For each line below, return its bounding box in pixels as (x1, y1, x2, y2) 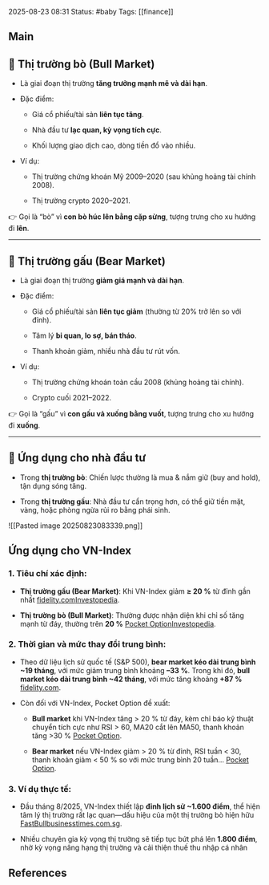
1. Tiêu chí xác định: (8, 568, 87, 579)
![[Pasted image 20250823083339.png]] (8, 521, 143, 530)
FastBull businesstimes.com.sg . (19, 818, 122, 829)
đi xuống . (8, 420, 41, 430)
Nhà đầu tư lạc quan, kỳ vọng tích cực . (31, 125, 163, 135)
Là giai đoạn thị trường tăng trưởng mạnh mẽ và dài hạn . (19, 79, 208, 88)
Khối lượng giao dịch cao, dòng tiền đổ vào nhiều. (31, 140, 196, 151)
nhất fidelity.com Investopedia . (19, 595, 120, 604)
